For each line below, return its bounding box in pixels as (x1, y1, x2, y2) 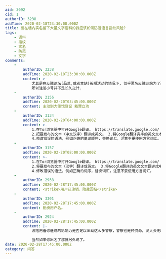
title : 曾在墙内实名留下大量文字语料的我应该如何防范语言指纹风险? (5, 26, 126, 31)
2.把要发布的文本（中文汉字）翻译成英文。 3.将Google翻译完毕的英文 (31, 132, 156, 137)
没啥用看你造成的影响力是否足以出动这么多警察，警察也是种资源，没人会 (31, 228, 157, 233)
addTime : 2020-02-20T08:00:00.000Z (23, 150, 96, 155)
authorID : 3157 (23, 146, 54, 151)
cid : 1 (5, 12, 19, 17)
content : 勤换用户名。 (23, 205, 65, 210)
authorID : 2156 (23, 95, 54, 100)
